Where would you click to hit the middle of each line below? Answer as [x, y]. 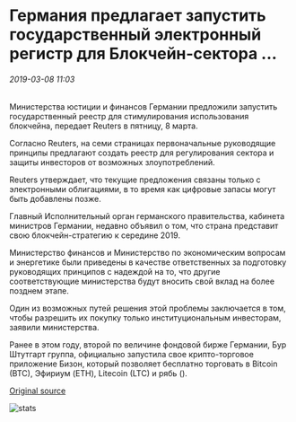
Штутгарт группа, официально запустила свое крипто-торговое [131, 355]
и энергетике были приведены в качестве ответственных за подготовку [148, 262]
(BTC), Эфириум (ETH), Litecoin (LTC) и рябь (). [99, 374]
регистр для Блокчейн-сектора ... [144, 54]
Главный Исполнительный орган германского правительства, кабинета [147, 216]
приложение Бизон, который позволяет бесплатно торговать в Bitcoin [144, 364]
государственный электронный [135, 35]
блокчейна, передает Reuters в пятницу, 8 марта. [104, 126]
